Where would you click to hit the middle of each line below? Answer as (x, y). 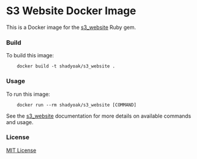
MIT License (21, 150)
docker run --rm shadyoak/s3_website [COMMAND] (77, 105)
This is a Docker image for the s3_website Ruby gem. (71, 27)
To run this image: (28, 94)
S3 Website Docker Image (71, 11)
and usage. (20, 122)
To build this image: (30, 56)
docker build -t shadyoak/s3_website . (66, 66)
